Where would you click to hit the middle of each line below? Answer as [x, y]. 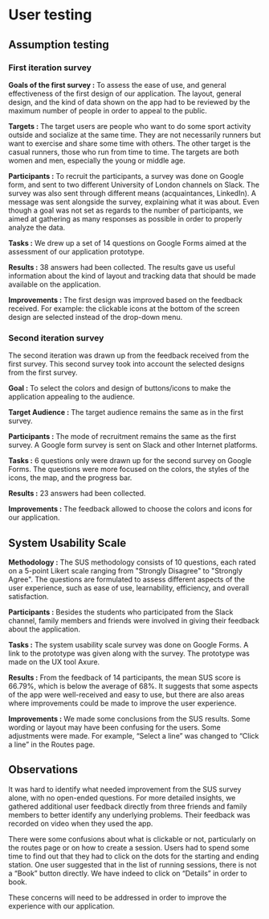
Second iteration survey [56, 337]
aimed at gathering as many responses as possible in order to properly [125, 218]
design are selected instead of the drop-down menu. [96, 317]
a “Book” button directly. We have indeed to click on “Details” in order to [128, 873]
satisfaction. [29, 596]
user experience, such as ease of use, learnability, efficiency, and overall [129, 588]
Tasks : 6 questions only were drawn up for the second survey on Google [130, 461]
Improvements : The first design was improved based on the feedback [126, 300]
